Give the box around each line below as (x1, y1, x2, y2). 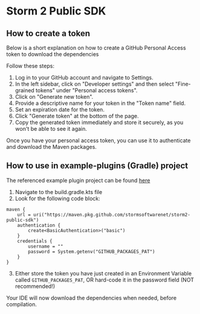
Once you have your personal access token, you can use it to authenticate (6, 137, 191, 144)
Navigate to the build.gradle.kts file (15, 188, 103, 195)
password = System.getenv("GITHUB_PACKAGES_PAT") (28, 248, 155, 254)
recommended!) (15, 282, 56, 290)
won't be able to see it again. (15, 125, 88, 132)
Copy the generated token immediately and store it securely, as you (15, 119, 184, 126)
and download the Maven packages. (6, 143, 97, 150)
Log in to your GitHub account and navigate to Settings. (15, 74, 153, 81)
